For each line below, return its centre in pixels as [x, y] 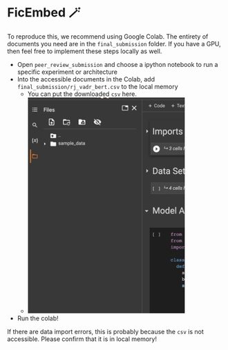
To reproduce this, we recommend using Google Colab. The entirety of [108, 36]
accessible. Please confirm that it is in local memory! [82, 339]
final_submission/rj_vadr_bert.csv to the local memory [97, 86]
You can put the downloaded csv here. [82, 94]
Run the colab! [38, 318]
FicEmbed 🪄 [44, 13]
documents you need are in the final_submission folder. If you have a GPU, [114, 43]
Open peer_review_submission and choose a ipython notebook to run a [117, 64]
